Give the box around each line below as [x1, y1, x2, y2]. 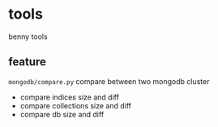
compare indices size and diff [19, 92, 120, 102]
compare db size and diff [19, 109, 105, 119]
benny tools [8, 32, 48, 41]
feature [8, 55, 47, 69]
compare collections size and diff [19, 100, 132, 110]
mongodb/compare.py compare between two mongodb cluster [8, 76, 210, 86]
